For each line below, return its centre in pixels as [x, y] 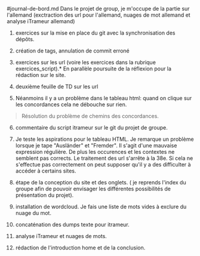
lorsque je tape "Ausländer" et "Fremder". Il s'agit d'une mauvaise [96, 145]
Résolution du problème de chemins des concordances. [90, 116]
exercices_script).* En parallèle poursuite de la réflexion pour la [93, 69]
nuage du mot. [33, 213]
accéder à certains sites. [46, 171]
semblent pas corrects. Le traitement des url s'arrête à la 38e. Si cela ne [104, 158]
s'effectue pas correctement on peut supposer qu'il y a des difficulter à [103, 164]
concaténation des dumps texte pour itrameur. [73, 224]
